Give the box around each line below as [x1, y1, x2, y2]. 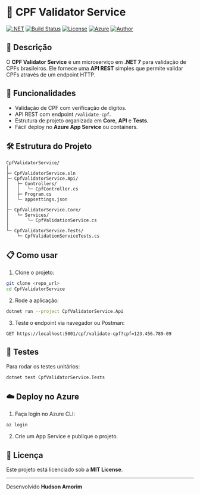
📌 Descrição [6, 42, 52, 53]
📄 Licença [6, 450, 43, 460]
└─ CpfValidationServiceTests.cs [17, 233, 100, 239]
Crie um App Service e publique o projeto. [14, 433, 118, 440]
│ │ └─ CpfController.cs [6, 186, 79, 192]
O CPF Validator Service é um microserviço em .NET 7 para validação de [6, 58, 186, 65]
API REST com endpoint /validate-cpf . [14, 110, 111, 118]
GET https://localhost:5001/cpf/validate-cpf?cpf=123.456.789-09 [6, 331, 171, 337]
